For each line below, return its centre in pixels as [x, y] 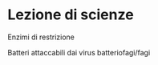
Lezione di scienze [71, 15]
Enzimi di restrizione [41, 37]
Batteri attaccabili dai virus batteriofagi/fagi [79, 52]
